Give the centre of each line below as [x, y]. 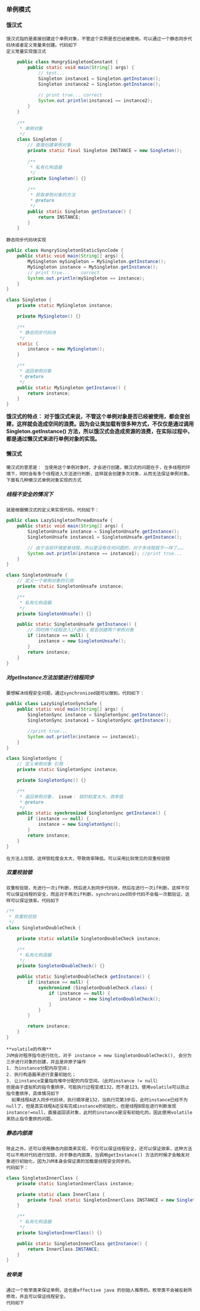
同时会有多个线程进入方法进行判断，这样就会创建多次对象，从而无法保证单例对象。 [106, 474]
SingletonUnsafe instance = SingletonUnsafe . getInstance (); [104, 532]
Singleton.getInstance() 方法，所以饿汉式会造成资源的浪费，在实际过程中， [99, 431]
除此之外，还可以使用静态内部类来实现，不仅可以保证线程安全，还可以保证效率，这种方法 [99, 1148]
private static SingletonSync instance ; [68, 770]
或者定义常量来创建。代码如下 [46, 45]
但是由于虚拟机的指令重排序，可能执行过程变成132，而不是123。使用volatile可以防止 [98, 1087]
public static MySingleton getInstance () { [72, 388]
